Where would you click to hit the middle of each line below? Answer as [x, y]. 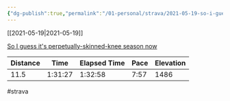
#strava [18, 91]
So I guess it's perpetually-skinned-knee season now [82, 46]
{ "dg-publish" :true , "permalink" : [55, 13]
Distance [25, 63]
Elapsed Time [102, 63]
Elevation [170, 63]
